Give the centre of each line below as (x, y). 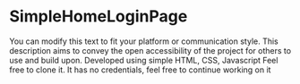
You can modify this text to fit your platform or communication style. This (144, 41)
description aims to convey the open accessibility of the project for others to (150, 50)
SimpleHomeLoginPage (99, 17)
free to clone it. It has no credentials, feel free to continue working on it (140, 70)
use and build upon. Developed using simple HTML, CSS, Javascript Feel (144, 60)
